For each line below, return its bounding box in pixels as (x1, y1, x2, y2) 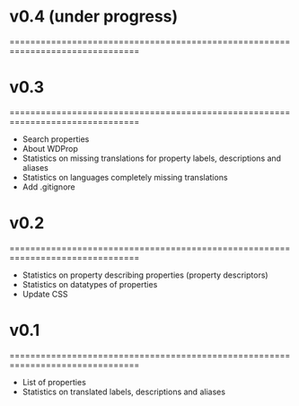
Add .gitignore (22, 181, 75, 192)
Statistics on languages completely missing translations (22, 172, 228, 182)
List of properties (22, 376, 87, 387)
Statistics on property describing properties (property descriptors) (22, 269, 268, 280)
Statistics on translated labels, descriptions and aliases (22, 386, 226, 397)
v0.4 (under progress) (9, 6, 179, 27)
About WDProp (22, 143, 79, 154)
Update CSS (22, 288, 68, 299)
